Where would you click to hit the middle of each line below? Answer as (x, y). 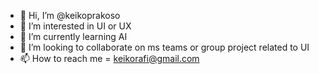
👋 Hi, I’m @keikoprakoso (70, 15)
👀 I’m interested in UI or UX (75, 26)
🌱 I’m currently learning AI (73, 36)
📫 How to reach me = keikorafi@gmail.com (109, 58)
